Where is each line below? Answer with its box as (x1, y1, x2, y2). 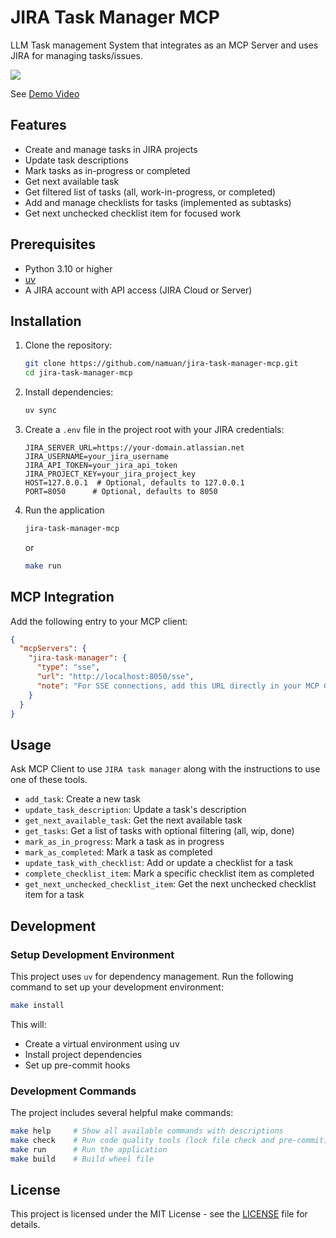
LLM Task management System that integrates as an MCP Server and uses (10, 39, 319, 51)
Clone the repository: (24, 339, 113, 351)
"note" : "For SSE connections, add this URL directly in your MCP (36, 681, 320, 691)
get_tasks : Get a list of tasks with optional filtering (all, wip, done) (24, 825, 295, 837)
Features (10, 117, 67, 134)
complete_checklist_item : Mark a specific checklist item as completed (24, 867, 315, 880)
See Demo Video (10, 87, 80, 100)
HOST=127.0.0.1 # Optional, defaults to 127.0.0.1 (24, 478, 245, 488)
